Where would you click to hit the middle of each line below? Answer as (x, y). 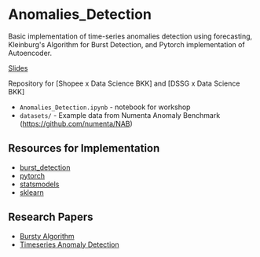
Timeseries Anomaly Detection (69, 244)
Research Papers (51, 217)
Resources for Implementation (84, 148)
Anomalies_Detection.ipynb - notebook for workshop (105, 107)
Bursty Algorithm (47, 236)
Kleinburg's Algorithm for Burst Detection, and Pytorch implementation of (126, 44)
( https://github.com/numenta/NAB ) (76, 123)
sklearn (32, 192)
